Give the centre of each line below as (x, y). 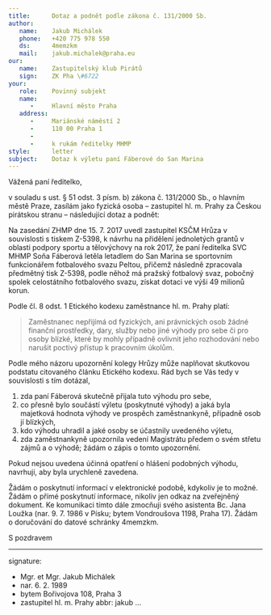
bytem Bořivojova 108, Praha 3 (71, 594)
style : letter (41, 151)
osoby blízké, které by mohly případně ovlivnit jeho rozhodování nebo (144, 339)
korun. (19, 291)
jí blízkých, (38, 422)
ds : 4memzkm (48, 46)
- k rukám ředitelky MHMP (80, 144)
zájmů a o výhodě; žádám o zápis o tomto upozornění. (110, 448)
